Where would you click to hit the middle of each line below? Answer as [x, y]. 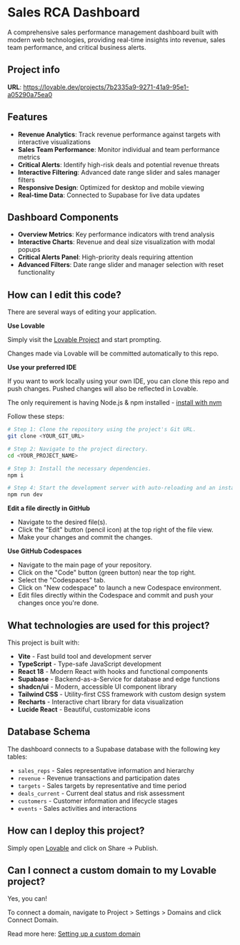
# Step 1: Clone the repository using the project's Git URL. [102, 430]
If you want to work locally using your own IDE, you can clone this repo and [118, 381]
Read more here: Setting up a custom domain [74, 934]
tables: [17, 757]
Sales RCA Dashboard [74, 12]
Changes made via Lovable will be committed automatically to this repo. [113, 353]
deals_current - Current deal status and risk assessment [101, 793]
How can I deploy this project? [76, 831]
